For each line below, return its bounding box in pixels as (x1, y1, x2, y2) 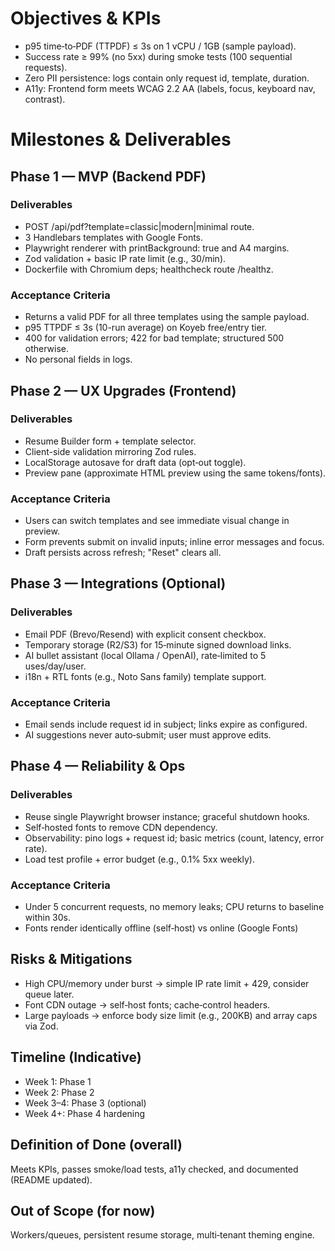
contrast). (24, 93, 66, 105)
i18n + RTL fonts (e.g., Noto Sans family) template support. (24, 670, 267, 682)
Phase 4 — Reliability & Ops (10, 758, 186, 775)
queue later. (24, 988, 75, 1000)
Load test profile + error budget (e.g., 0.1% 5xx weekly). (24, 853, 255, 865)
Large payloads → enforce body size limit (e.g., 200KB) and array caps (24, 1009, 318, 1021)
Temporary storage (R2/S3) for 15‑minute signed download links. (24, 638, 292, 651)
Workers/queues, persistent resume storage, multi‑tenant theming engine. (10, 1229, 315, 1241)
